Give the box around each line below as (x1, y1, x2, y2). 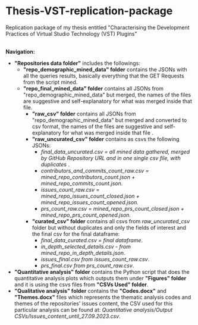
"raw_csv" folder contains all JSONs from (32, 110, 136, 117)
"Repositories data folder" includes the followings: (14, 60, 140, 67)
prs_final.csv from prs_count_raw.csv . (40, 262, 134, 269)
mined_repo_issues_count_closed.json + (40, 192, 140, 199)
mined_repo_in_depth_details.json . (40, 249, 125, 257)
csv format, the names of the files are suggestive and (32, 123, 163, 130)
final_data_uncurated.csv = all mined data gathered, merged (40, 148, 190, 155)
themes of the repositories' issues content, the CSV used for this (14, 299, 173, 307)
